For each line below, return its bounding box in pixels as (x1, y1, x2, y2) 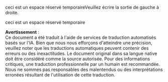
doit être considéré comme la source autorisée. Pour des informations (5, 56, 150, 62)
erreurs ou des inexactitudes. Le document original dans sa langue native (5, 50, 157, 56)
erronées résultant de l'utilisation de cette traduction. (5, 72, 116, 77)
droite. (5, 10, 19, 16)
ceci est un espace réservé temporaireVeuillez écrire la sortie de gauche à (5, 5, 159, 10)
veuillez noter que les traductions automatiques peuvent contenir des (5, 45, 149, 51)
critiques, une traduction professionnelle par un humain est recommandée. (5, 61, 160, 67)
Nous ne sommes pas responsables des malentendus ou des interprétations (5, 66, 163, 72)
